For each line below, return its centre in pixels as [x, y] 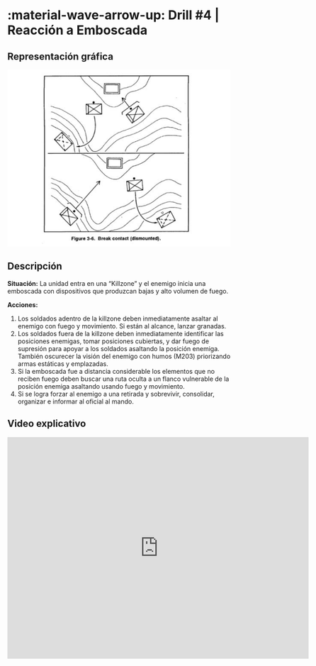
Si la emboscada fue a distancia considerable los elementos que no [116, 371]
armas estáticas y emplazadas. [63, 363]
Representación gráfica [60, 56]
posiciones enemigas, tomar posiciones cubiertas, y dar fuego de [113, 341]
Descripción [35, 266]
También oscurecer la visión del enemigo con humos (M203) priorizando [124, 356]
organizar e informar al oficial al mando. [76, 401]
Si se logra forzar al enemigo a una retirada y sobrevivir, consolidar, [116, 394]
